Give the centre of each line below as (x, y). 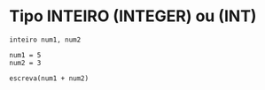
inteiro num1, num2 (45, 40)
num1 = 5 (25, 55)
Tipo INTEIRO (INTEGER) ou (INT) (133, 16)
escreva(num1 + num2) (49, 78)
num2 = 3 (25, 63)
